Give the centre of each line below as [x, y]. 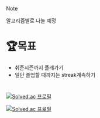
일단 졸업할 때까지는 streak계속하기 [55, 75]
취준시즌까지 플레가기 [39, 68]
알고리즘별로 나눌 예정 [31, 21]
